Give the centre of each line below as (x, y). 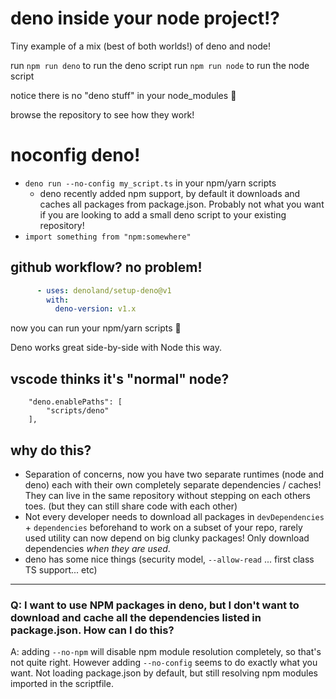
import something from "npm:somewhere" (108, 237)
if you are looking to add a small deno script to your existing (163, 214)
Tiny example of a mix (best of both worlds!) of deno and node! (140, 46)
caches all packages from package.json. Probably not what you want (182, 204)
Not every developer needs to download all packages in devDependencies (174, 516)
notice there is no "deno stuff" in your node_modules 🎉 (123, 95)
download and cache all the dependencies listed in (136, 617)
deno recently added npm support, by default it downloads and (170, 193)
